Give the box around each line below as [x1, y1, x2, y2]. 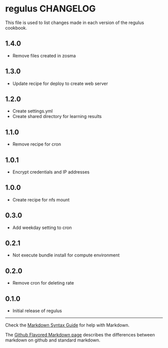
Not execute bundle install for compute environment [12, 252, 120, 258]
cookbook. [5, 24, 27, 30]
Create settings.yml [12, 108, 53, 114]
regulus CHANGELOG [5, 3, 96, 14]
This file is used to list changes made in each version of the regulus [5, 19, 144, 25]
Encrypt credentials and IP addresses [12, 169, 90, 175]
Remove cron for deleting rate [12, 280, 74, 286]
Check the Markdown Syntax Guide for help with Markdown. [5, 322, 130, 328]
